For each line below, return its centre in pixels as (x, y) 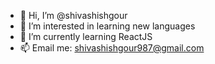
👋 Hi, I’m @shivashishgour (73, 15)
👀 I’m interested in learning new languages (107, 26)
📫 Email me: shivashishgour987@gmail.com (112, 48)
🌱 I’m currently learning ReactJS (86, 36)
